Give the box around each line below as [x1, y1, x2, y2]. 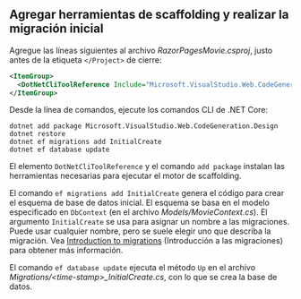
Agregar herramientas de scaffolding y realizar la [9, 7, 289, 22]
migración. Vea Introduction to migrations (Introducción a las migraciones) [9, 235, 284, 246]
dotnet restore [9, 130, 66, 139]
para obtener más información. [9, 245, 124, 256]
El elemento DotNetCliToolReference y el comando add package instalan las [9, 161, 285, 172]
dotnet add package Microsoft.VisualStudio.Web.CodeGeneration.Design [9, 122, 279, 131]
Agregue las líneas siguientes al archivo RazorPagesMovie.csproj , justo [9, 45, 273, 56]
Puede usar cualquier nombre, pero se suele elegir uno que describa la [9, 226, 271, 236]
